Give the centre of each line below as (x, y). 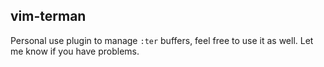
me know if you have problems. (75, 51)
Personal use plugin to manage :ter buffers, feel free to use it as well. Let (162, 40)
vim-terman (48, 16)
